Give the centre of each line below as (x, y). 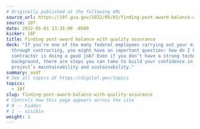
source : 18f (21, 23)
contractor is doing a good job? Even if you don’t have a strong (96, 56)
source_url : (21, 17)
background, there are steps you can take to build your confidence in (102, 61)
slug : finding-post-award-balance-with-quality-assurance (79, 95)
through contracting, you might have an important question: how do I (101, 51)
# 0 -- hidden (24, 106)
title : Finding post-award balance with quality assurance (81, 39)
